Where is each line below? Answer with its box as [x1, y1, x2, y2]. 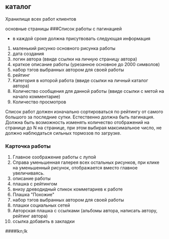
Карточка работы [5, 142, 51, 149]
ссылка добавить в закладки [12, 218, 75, 224]
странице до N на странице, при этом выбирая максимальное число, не [5, 125, 162, 131]
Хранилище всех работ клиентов [5, 16, 77, 22]
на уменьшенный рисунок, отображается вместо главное [12, 165, 138, 171]
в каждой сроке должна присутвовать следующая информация [12, 35, 150, 41]
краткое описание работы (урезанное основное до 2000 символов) [12, 61, 160, 67]
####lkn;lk [5, 228, 28, 234]
